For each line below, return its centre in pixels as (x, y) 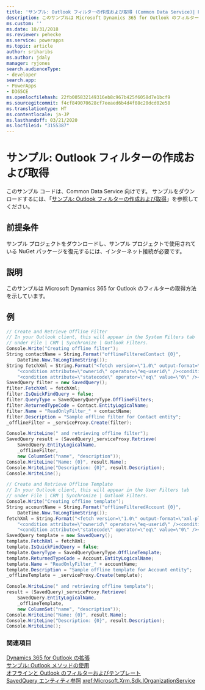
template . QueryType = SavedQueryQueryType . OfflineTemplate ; (85, 552)
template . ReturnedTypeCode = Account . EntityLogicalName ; (80, 558)
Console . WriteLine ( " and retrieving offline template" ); (80, 587)
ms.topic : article (30, 46)
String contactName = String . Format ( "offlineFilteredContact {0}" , (94, 354)
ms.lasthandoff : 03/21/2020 (42, 120)
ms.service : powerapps (35, 40)
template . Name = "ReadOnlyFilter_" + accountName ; (72, 564)
